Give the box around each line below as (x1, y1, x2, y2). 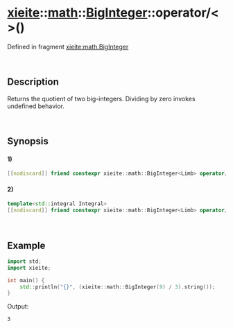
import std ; (7, 258, 42, 265)
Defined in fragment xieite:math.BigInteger (7, 42, 129, 51)
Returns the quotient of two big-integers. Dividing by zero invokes (7, 94, 196, 103)
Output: (7, 302, 29, 311)
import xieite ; (7, 264, 51, 271)
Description (7, 76, 59, 88)
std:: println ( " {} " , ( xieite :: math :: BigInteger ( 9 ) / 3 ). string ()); (19, 283, 216, 291)
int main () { (7, 277, 45, 284)
